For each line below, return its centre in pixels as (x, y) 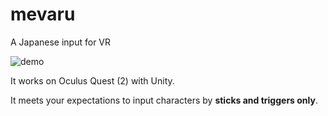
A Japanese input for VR (61, 42)
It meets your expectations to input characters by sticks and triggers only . (164, 100)
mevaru (43, 14)
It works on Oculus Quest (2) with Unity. (92, 80)
